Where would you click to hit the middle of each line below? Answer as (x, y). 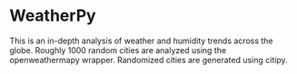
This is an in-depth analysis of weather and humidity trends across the (142, 41)
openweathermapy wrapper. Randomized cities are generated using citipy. (148, 60)
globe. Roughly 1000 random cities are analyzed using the (118, 50)
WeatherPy (53, 16)
